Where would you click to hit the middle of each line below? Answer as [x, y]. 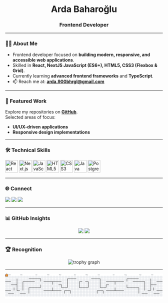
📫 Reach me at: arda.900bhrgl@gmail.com [58, 81]
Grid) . [18, 70]
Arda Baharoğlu [84, 9]
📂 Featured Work [26, 101]
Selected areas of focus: [30, 117]
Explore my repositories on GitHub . [41, 112]
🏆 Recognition [24, 249]
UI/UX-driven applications [40, 127]
